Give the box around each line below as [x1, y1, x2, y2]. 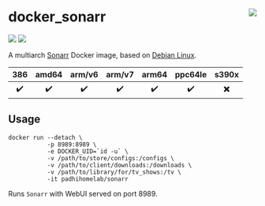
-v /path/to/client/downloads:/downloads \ [47, 161, 192, 169]
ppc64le [174, 69, 207, 80]
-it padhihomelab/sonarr [47, 174, 129, 183]
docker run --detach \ [8, 133, 83, 141]
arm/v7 [106, 69, 135, 80]
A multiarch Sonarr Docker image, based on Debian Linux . [8, 50, 197, 59]
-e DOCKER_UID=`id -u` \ [47, 147, 129, 155]
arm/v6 [69, 69, 99, 80]
